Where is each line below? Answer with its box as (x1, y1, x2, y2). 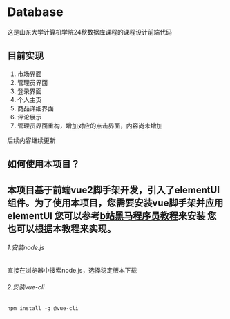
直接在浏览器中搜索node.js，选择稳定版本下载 (7, 266, 137, 274)
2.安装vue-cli (7, 283, 45, 291)
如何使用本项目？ (7, 158, 80, 170)
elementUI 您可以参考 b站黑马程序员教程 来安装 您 (7, 210, 217, 222)
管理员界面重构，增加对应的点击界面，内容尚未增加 (17, 122, 163, 130)
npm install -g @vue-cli (7, 304, 79, 311)
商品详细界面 (17, 104, 54, 113)
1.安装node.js (7, 243, 45, 252)
